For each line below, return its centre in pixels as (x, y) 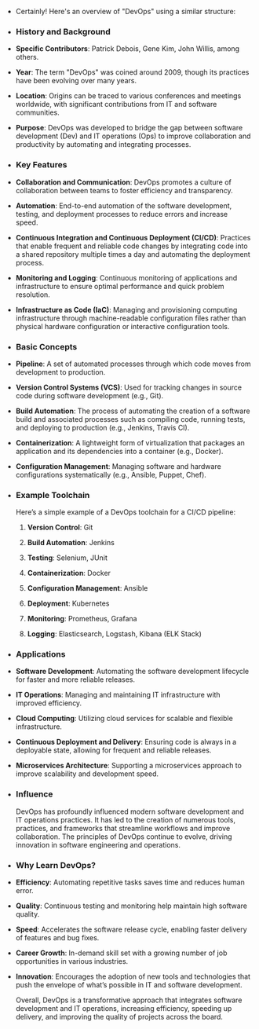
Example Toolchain (53, 495)
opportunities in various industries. (72, 961)
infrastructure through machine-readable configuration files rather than (131, 318)
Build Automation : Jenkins (71, 543)
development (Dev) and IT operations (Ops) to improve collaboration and (133, 136)
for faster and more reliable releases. (75, 679)
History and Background (63, 31)
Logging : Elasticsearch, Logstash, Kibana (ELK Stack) (115, 634)
